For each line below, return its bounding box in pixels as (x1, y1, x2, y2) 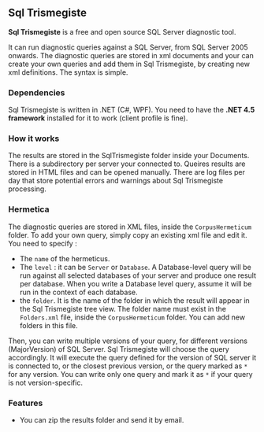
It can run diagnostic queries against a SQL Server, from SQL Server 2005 (8, 42, 248, 52)
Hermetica (8, 204, 50, 215)
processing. (8, 184, 47, 194)
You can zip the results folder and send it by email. (19, 415, 184, 424)
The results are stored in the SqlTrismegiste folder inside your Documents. (8, 151, 250, 161)
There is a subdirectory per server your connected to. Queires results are (8, 159, 246, 168)
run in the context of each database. (19, 287, 138, 297)
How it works (8, 133, 60, 144)
